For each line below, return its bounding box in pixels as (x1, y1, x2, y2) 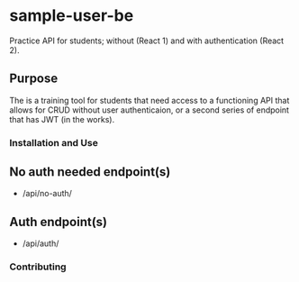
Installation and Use (9, 136, 99, 149)
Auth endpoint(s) (9, 214, 108, 230)
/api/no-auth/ (22, 188, 72, 199)
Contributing (9, 260, 67, 273)
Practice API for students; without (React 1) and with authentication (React (9, 35, 285, 46)
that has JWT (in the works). (9, 114, 115, 124)
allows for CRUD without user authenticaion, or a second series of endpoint (9, 105, 290, 115)
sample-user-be (9, 5, 134, 26)
